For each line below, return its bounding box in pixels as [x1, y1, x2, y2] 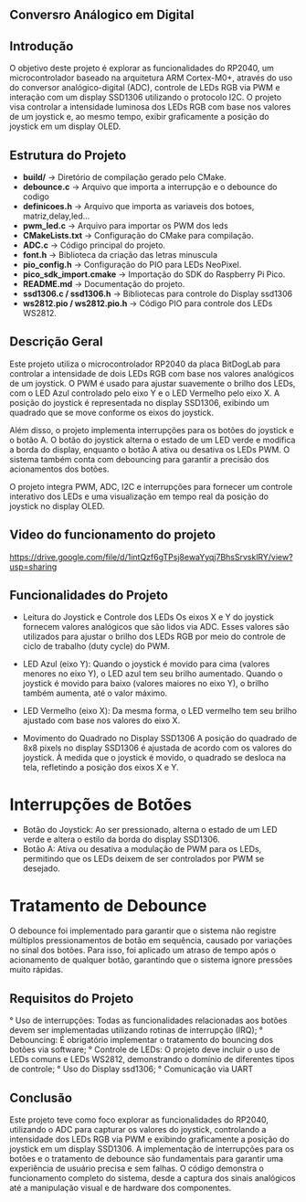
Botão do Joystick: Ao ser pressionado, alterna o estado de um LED [22, 824, 278, 835]
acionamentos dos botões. [9, 463, 110, 474]
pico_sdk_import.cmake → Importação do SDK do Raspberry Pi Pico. [22, 269, 286, 280]
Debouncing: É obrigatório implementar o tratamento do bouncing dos [9, 1035, 274, 1046]
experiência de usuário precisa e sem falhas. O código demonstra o [9, 1163, 265, 1174]
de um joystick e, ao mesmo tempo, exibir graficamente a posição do [9, 112, 269, 122]
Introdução [9, 38, 74, 54]
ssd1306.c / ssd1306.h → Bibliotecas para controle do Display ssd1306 [22, 288, 293, 300]
